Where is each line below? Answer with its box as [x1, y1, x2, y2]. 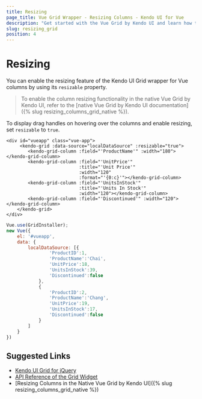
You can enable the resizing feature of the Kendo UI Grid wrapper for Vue [6, 77, 188, 84]
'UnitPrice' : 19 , [49, 301, 90, 307]
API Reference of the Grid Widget [14, 373, 98, 380]
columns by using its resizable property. [6, 84, 107, 91]
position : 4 [6, 31, 36, 37]
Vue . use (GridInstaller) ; [6, 222, 69, 228]
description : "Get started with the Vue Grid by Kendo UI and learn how [6, 20, 192, 26]
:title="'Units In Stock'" [79, 185, 147, 192]
